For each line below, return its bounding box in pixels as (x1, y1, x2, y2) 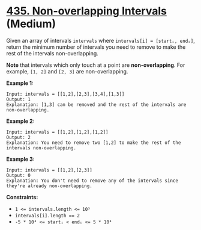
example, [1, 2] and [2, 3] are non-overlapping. (6, 67, 128, 75)
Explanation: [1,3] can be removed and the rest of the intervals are (6, 101, 187, 108)
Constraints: (6, 193, 38, 200)
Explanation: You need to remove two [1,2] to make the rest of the (6, 140, 181, 146)
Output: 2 (6, 134, 31, 140)
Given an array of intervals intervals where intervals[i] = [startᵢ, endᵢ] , (6, 37, 195, 44)
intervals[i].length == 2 (14, 213, 80, 219)
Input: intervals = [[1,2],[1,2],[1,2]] (6, 129, 109, 135)
